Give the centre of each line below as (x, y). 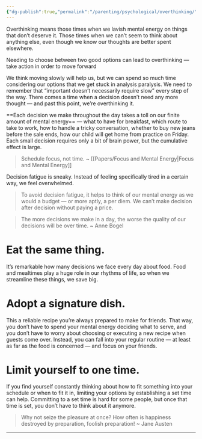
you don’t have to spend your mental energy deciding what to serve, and (96, 327)
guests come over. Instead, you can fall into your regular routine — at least (99, 339)
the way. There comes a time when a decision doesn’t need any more (92, 97)
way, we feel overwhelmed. (40, 183)
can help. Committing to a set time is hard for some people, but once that (97, 399)
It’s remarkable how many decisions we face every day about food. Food (96, 266)
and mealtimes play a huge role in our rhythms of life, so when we (88, 273)
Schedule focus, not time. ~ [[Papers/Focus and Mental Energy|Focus (107, 158)
